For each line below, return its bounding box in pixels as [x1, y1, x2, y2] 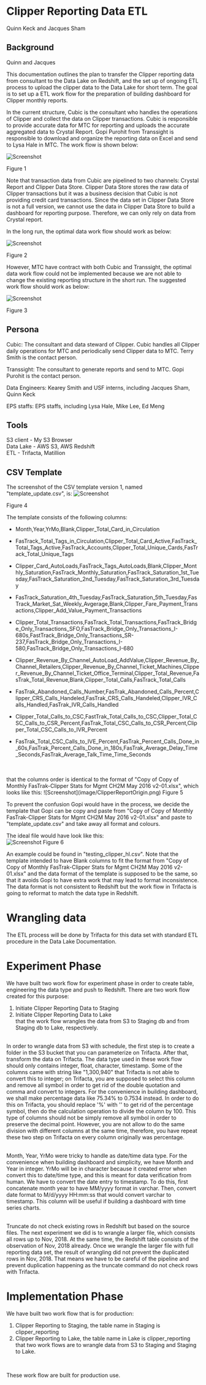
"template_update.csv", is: [6, 490, 72, 497]
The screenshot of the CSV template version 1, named [6, 483, 143, 491]
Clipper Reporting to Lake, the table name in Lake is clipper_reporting [15, 1335, 191, 1342]
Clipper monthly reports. [6, 96, 69, 104]
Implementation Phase [6, 1289, 124, 1303]
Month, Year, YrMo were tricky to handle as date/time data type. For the [6, 1152, 188, 1159]
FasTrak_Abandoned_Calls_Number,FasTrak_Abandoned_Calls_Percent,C [15, 688, 199, 695]
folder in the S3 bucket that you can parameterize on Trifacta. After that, [6, 1049, 189, 1056]
